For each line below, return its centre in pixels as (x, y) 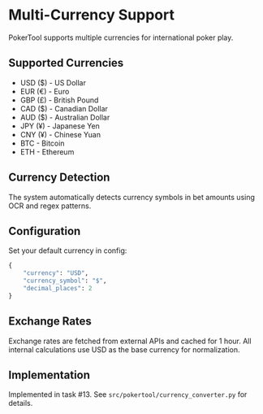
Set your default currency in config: (68, 251)
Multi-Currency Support (91, 15)
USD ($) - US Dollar (53, 82)
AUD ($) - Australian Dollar (65, 117)
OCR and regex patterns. (50, 206)
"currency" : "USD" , (56, 273)
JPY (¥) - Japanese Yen (60, 126)
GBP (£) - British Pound (59, 100)
